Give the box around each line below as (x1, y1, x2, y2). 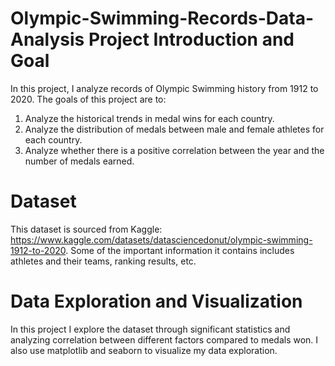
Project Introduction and (88, 28, 295, 51)
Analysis (10, 28, 85, 51)
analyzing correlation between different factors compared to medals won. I (10, 333, 319, 346)
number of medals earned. (24, 155, 135, 167)
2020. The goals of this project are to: (10, 93, 167, 105)
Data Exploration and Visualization (10, 290, 303, 313)
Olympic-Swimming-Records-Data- (10, 7, 315, 30)
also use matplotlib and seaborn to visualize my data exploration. (10, 344, 278, 356)
